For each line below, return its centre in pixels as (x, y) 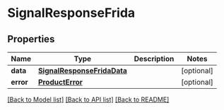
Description (154, 59)
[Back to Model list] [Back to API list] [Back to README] (88, 99)
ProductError (60, 82)
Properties (31, 39)
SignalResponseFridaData (82, 71)
